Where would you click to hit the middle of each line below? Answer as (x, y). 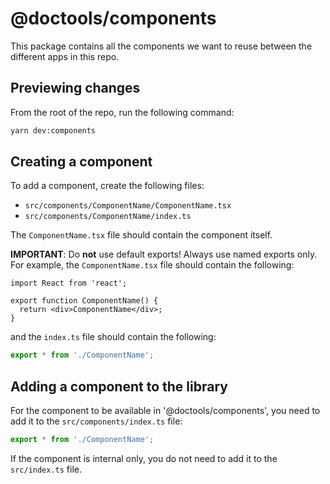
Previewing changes (75, 88)
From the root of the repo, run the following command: (122, 112)
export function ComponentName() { (84, 301)
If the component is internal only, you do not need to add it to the (144, 458)
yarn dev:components (53, 130)
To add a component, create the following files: (107, 186)
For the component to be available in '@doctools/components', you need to (165, 411)
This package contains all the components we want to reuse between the (161, 46)
